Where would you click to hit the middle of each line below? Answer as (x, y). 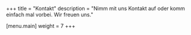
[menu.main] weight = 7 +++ (41, 26)
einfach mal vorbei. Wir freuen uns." (50, 15)
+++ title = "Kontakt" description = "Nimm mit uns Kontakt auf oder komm (95, 8)
